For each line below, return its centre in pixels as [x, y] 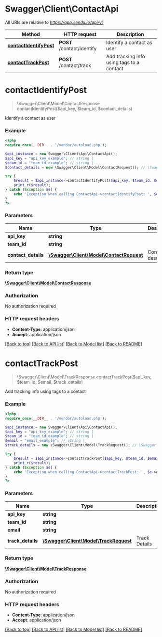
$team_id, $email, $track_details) [50, 382]
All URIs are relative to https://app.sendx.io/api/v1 [54, 22]
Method [31, 34]
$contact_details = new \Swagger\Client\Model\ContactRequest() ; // [75, 167]
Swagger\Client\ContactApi [62, 9]
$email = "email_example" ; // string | [45, 441]
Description [130, 34]
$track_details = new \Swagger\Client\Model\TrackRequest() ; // [71, 445]
